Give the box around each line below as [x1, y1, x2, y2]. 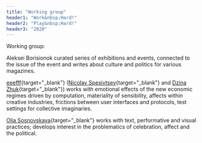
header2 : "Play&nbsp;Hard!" [6, 20, 78, 26]
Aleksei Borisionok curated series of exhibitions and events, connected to [6, 54, 190, 61]
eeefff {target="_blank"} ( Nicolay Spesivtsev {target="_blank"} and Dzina [6, 79, 187, 86]
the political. [6, 130, 38, 137]
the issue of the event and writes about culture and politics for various [6, 61, 182, 68]
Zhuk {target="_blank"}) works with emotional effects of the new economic [6, 86, 193, 93]
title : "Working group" [6, 9, 67, 15]
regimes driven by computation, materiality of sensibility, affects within [6, 92, 183, 99]
